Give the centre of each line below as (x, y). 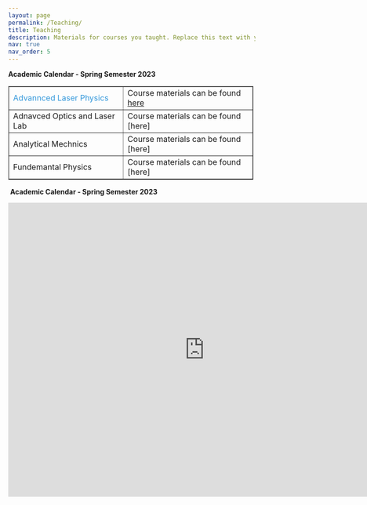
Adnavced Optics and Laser (64, 116)
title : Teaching (35, 30)
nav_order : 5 (29, 52)
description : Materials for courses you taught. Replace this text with (129, 37)
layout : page (29, 15)
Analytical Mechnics (50, 144)
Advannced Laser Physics (61, 98)
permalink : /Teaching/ (45, 23)
